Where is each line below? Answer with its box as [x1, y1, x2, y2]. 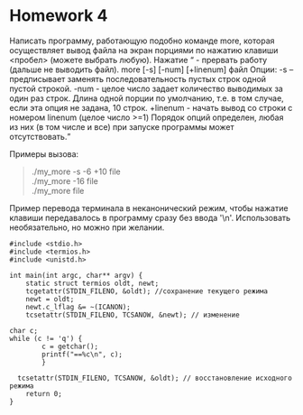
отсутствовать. [9, 131, 68, 142]
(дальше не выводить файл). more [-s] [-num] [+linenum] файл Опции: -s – [9, 64, 294, 75]
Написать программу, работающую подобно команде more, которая [9, 35, 275, 46]
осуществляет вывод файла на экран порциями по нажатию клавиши [9, 44, 279, 55]
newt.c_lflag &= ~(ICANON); [25, 302, 131, 311]
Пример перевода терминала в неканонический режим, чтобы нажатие [9, 202, 289, 213]
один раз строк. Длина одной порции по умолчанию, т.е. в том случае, [9, 92, 284, 104]
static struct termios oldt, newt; [25, 279, 160, 288]
